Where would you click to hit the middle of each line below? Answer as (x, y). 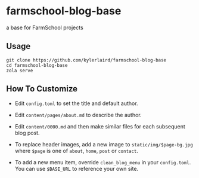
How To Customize (42, 89)
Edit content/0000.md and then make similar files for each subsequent (100, 126)
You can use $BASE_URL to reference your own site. (77, 168)
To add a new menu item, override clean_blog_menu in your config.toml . (103, 162)
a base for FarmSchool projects (45, 27)
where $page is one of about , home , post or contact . (77, 151)
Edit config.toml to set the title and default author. (76, 103)
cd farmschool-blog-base (37, 65)
